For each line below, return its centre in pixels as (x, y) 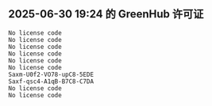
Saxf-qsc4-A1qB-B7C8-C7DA (51, 81)
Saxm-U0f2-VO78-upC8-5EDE (51, 74)
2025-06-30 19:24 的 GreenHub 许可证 (106, 14)
